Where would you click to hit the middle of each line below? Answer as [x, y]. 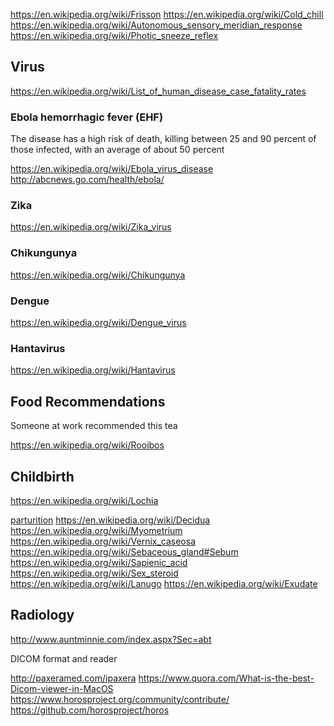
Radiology [42, 615]
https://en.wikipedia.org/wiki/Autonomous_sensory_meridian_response [156, 25]
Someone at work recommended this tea [94, 426]
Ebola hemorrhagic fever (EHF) [87, 117]
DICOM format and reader [64, 658]
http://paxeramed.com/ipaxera [73, 678]
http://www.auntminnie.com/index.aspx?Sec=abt [111, 639]
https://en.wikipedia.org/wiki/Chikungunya [98, 275]
